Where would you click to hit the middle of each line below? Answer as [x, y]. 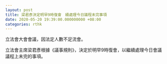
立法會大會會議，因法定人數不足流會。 [45, 39]
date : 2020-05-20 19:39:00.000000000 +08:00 [53, 19]
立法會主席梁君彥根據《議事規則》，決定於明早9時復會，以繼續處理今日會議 [83, 50]
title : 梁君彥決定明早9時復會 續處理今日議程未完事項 [56, 15]
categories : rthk [24, 24]
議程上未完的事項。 [25, 56]
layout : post [19, 10]
